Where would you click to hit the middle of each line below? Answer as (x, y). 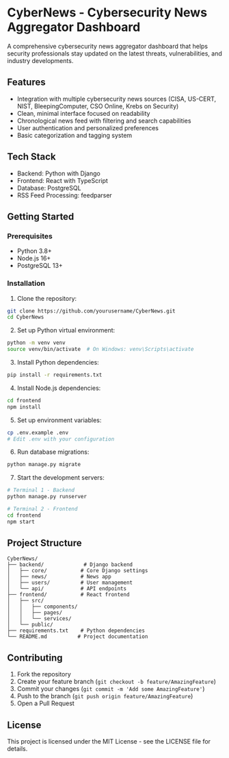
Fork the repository (44, 674)
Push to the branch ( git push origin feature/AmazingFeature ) (105, 696)
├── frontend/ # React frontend (68, 595)
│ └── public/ (30, 625)
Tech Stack (31, 157)
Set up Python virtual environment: (66, 330)
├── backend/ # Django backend (70, 565)
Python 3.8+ (35, 251)
